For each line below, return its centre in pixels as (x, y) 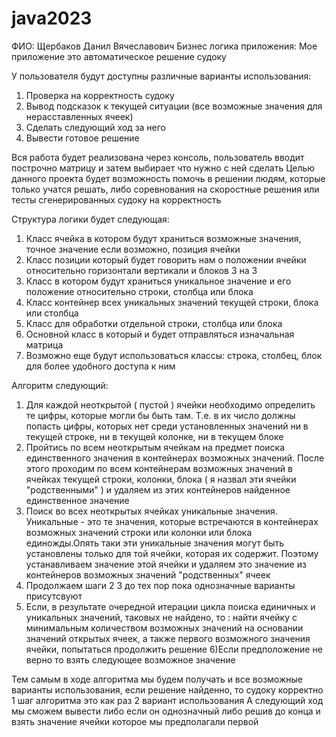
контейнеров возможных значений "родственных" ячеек (148, 574)
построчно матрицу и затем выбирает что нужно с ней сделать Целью (163, 168)
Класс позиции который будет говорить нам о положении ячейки (166, 259)
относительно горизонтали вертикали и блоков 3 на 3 (141, 270)
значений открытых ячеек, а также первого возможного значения (168, 638)
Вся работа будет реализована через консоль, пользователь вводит (158, 157)
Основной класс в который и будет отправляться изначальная (160, 334)
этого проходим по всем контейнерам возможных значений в (159, 468)
